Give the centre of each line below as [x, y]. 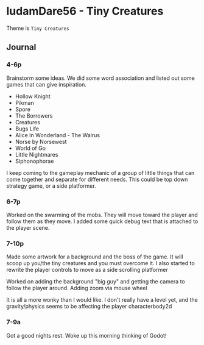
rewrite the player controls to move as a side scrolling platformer [87, 270]
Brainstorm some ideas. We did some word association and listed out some [100, 78]
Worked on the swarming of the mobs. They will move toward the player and [102, 215]
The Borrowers [34, 116]
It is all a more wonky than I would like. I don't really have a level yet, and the [102, 300]
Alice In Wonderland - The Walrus [58, 135]
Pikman [25, 102]
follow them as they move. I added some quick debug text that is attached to [102, 221]
